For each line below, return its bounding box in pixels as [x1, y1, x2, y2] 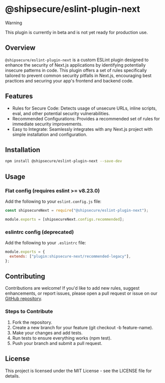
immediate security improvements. [12, 121, 83, 127]
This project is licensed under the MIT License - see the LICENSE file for [5, 368, 152, 374]
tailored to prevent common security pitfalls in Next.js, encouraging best [5, 73, 152, 78]
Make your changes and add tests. [12, 330, 83, 336]
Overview [5, 43, 36, 52]
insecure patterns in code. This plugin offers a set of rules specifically [5, 67, 147, 73]
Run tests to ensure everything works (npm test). [12, 335, 112, 341]
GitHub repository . [5, 296, 43, 302]
